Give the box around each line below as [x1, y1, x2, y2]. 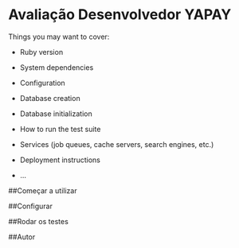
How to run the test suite [19, 124, 101, 134]
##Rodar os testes [8, 216, 69, 226]
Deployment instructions [19, 155, 101, 165]
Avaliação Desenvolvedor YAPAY [8, 6, 232, 24]
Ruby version [19, 47, 64, 56]
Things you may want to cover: [8, 32, 110, 41]
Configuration [19, 78, 65, 87]
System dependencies [19, 62, 94, 72]
